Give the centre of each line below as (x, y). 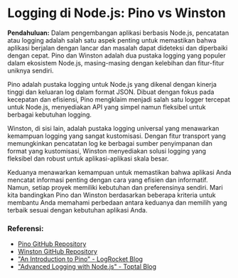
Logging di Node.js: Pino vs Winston (117, 13)
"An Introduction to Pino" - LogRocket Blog (80, 259)
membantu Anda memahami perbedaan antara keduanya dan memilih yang (117, 202)
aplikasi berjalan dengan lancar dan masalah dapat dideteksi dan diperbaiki (118, 48)
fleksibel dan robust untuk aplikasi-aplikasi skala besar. (88, 159)
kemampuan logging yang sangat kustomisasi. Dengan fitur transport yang (117, 136)
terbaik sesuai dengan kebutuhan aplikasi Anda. (77, 210)
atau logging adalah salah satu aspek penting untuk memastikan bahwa (112, 40)
